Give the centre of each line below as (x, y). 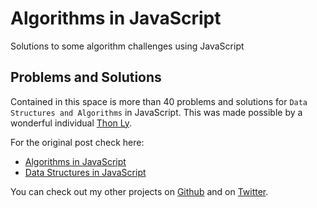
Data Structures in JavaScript (85, 172)
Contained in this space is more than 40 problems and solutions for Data (159, 101)
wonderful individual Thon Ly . (71, 123)
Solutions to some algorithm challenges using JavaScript (127, 46)
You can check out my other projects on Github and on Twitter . (139, 191)
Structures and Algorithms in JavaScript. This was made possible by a (156, 112)
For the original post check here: (77, 142)
